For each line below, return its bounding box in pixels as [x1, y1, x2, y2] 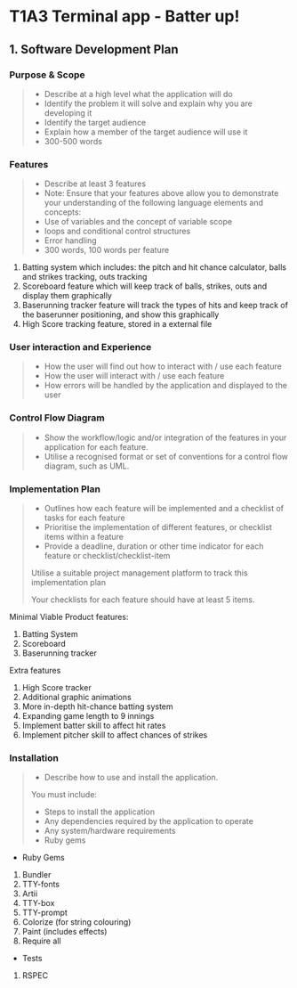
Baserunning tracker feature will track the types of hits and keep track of [21, 300, 289, 311]
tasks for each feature [44, 512, 126, 523]
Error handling [44, 235, 97, 246]
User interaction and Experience [9, 341, 152, 354]
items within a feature [44, 532, 124, 543]
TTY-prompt [21, 907, 68, 919]
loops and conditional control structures [44, 225, 191, 237]
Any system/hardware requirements [44, 826, 176, 837]
